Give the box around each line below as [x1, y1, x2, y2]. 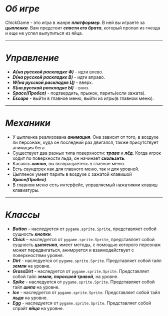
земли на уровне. [12, 263, 51, 269]
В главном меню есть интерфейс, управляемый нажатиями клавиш [12, 182, 158, 188]
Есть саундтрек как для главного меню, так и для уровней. [12, 166, 139, 172]
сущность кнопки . [12, 231, 52, 237]
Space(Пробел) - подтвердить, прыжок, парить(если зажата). [12, 90, 146, 96]
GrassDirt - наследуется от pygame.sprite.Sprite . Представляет [12, 268, 149, 274]
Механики [5, 118, 51, 129]
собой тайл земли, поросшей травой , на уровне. [12, 273, 119, 280]
